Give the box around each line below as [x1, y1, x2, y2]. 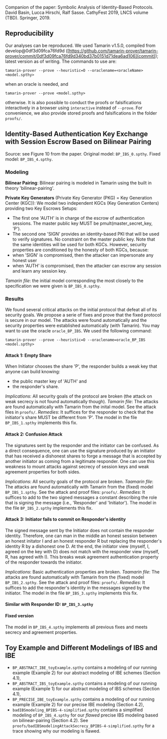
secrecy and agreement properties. [5, 629, 78, 635]
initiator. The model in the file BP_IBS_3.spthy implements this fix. [5, 590, 138, 596]
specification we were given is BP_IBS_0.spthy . [5, 283, 101, 289]
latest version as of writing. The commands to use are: [5, 58, 117, 64]
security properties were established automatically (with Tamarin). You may [5, 322, 160, 328]
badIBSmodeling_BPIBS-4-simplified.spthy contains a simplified [12, 707, 143, 713]
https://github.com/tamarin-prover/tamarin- [69, 47, 158, 54]
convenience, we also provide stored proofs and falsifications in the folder [5, 110, 158, 116]
